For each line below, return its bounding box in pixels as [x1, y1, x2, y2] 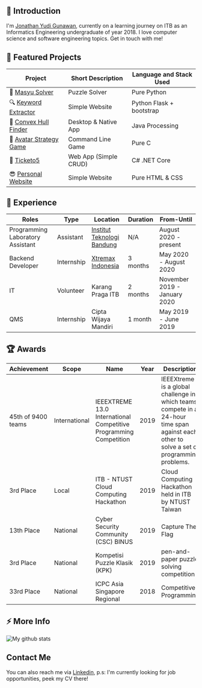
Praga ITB [91, 290, 120, 299]
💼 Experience [6, 198, 57, 208]
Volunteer [57, 287, 85, 295]
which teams [161, 398, 197, 406]
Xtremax [91, 254, 115, 263]
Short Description [71, 73, 123, 82]
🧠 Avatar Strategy [9, 135, 59, 143]
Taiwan [161, 505, 182, 514]
